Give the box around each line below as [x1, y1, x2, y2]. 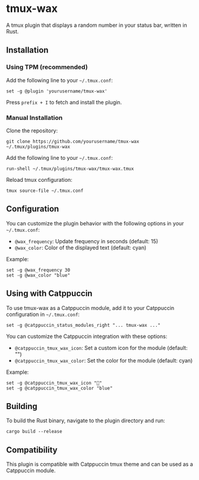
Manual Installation [6, 113, 63, 122]
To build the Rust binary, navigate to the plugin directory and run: [6, 417, 165, 425]
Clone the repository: [6, 127, 58, 134]
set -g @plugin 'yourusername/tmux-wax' [6, 88, 108, 94]
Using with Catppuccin [6, 289, 93, 299]
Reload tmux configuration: [6, 176, 72, 183]
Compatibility [6, 445, 58, 455]
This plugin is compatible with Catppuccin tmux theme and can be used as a [6, 461, 193, 468]
